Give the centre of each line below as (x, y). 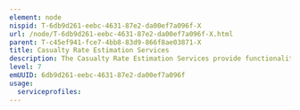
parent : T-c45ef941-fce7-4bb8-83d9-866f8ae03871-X (105, 42)
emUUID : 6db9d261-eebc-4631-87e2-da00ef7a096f (97, 75)
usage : (21, 83)
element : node (36, 17)
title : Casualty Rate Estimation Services (89, 51)
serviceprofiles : (50, 91)
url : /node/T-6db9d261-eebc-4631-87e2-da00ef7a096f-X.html (121, 34)
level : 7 (25, 67)
